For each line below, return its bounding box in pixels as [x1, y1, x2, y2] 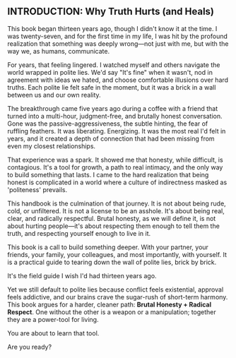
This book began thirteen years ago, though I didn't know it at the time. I [7, 24, 218, 32]
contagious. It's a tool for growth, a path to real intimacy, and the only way [7, 162, 223, 172]
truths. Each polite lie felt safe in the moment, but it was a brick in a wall [7, 83, 216, 91]
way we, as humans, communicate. [7, 47, 110, 55]
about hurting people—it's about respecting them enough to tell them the [7, 222, 220, 230]
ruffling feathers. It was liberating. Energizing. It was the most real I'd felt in [7, 126, 226, 135]
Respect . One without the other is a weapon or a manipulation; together [7, 307, 217, 316]
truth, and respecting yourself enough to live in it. [7, 229, 151, 237]
